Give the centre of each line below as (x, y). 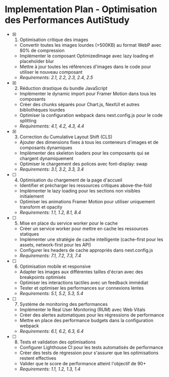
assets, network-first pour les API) (55, 244)
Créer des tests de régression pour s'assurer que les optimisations (89, 353)
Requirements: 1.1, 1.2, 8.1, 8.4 (50, 212)
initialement (32, 196)
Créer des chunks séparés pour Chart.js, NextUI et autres (79, 104)
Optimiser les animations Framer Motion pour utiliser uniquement (87, 201)
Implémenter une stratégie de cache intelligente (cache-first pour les (91, 239)
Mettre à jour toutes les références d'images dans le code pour (85, 67)
